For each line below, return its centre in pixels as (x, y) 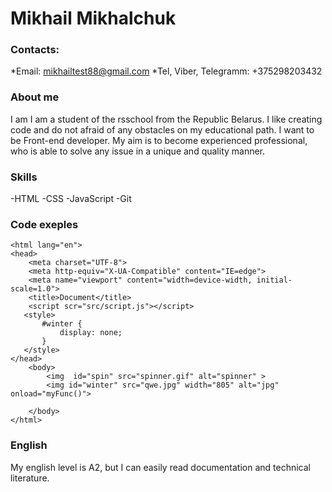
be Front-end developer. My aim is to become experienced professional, (159, 140)
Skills (24, 177)
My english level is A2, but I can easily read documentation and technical (160, 467)
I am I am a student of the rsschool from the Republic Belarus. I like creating (166, 119)
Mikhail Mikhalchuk (93, 18)
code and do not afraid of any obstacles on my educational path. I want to (162, 129)
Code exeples (44, 224)
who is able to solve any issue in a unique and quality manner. (138, 151)
